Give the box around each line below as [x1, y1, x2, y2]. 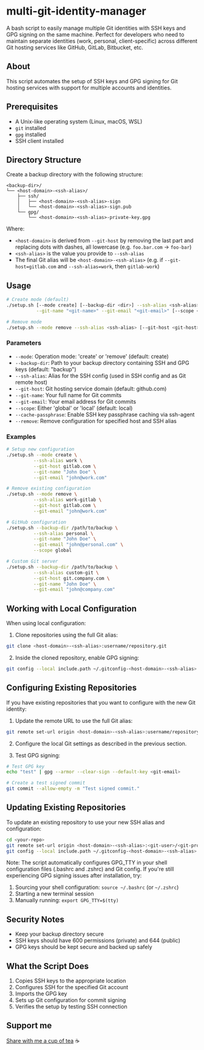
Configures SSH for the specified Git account [15, 984, 129, 991]
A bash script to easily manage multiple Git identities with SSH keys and [6, 24, 186, 32]
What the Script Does [6, 961, 89, 971]
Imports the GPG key [15, 990, 67, 998]
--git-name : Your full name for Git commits [15, 391, 122, 399]
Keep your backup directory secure [15, 930, 104, 938]
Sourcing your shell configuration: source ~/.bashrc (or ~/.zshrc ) [15, 883, 179, 891]
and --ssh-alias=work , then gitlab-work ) [57, 263, 160, 270]
